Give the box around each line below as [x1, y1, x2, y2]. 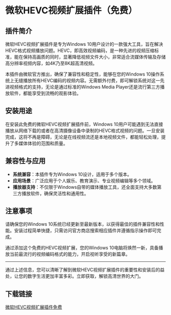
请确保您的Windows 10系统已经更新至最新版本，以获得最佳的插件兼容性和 [5, 221, 160, 227]
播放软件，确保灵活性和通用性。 [21, 190, 89, 197]
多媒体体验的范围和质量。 [14, 140, 68, 146]
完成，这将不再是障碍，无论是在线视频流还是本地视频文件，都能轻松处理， [5, 134, 161, 140]
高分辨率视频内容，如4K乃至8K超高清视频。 [5, 60, 98, 66]
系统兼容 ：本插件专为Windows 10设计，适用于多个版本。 [12, 171, 132, 177]
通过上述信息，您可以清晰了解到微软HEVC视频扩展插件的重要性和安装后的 [5, 266, 160, 273]
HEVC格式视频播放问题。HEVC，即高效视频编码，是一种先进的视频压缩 [5, 47, 155, 54]
